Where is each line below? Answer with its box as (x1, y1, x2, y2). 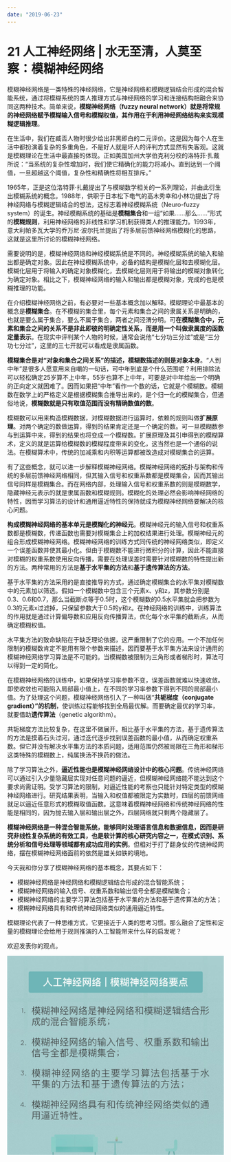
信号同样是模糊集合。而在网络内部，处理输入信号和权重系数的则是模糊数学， (7, 480, 224, 488)
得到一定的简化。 (12, 661, 62, 669)
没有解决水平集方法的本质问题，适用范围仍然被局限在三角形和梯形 (36, 742, 224, 750)
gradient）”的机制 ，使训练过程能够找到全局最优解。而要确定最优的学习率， (7, 702, 219, 710)
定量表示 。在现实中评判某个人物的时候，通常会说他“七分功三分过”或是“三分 (7, 332, 220, 341)
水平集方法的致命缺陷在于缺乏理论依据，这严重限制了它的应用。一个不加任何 (7, 635, 224, 643)
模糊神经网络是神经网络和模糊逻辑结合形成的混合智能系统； (16, 878, 186, 886)
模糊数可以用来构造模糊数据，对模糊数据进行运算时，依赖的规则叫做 (7, 413, 200, 422)
